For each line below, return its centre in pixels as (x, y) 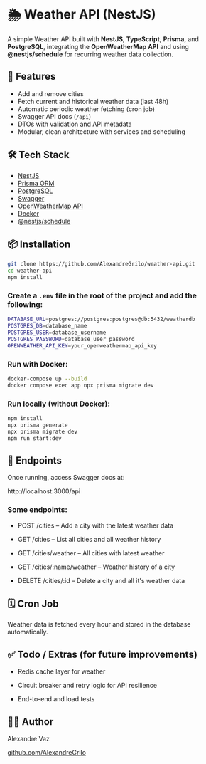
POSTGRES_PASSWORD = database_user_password (71, 339)
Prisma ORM (36, 183)
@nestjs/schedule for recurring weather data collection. (91, 54)
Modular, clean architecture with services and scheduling (102, 131)
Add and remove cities (50, 93)
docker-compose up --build (47, 379)
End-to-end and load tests (56, 699)
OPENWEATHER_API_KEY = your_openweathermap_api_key (82, 346)
